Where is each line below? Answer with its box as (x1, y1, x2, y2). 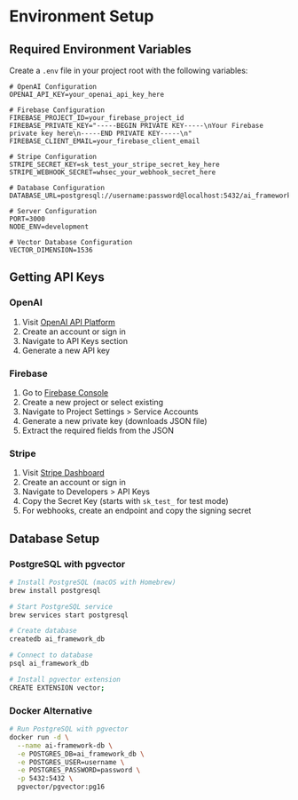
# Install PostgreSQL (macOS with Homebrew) (9, 578, 176, 587)
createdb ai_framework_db (9, 635, 105, 644)
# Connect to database (9, 651, 93, 660)
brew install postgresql (9, 586, 101, 595)
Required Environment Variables (9, 42, 192, 57)
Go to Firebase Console (21, 387, 109, 397)
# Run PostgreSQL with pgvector (9, 724, 129, 734)
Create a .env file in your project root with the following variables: (9, 65, 248, 76)
